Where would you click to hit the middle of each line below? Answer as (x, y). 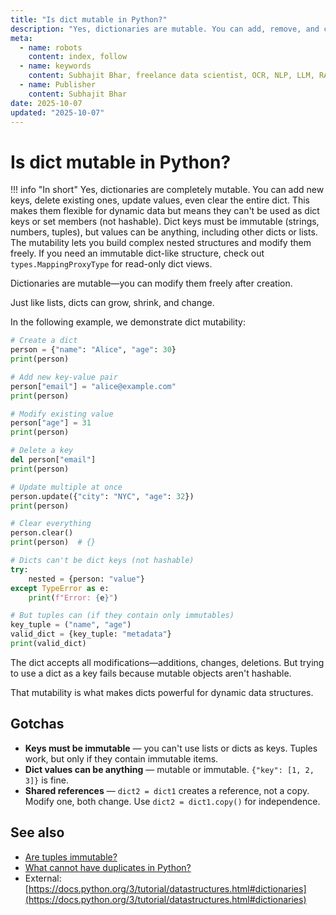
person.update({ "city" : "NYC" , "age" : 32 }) (102, 496)
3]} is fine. (46, 780)
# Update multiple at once (66, 487)
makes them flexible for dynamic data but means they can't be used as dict (165, 211)
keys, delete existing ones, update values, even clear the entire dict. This (160, 200)
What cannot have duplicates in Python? (108, 867)
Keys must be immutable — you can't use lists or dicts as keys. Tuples (171, 748)
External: (43, 878)
